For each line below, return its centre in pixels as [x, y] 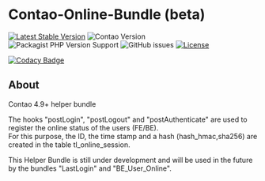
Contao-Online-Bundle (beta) [107, 15]
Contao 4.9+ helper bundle [52, 104]
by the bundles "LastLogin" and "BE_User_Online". [90, 168]
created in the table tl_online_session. [69, 145]
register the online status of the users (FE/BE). [83, 127]
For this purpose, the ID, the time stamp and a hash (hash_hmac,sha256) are [133, 136]
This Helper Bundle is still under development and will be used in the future [131, 160]
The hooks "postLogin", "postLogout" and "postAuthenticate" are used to [128, 119]
